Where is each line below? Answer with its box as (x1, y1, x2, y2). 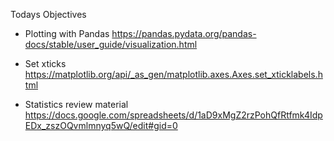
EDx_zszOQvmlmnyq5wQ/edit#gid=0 (24, 120, 178, 131)
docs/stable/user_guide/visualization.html (24, 39, 198, 50)
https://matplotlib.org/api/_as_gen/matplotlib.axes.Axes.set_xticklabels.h (24, 69, 323, 80)
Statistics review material (24, 99, 129, 110)
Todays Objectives (10, 9, 87, 20)
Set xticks (24, 58, 67, 69)
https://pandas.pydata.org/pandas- (111, 28, 257, 39)
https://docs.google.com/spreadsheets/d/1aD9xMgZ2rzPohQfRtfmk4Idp (24, 109, 323, 121)
